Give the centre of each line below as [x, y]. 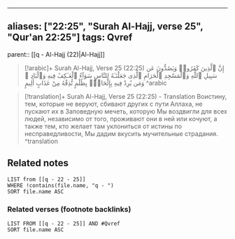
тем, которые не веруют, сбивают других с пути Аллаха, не [113, 104]
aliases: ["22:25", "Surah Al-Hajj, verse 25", [105, 26]
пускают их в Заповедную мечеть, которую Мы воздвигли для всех [126, 111]
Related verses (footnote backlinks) [69, 209]
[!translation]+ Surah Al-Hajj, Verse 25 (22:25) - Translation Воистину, [126, 96]
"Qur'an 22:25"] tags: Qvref [70, 37]
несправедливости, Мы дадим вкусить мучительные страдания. [121, 133]
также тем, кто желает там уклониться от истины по [103, 126]
